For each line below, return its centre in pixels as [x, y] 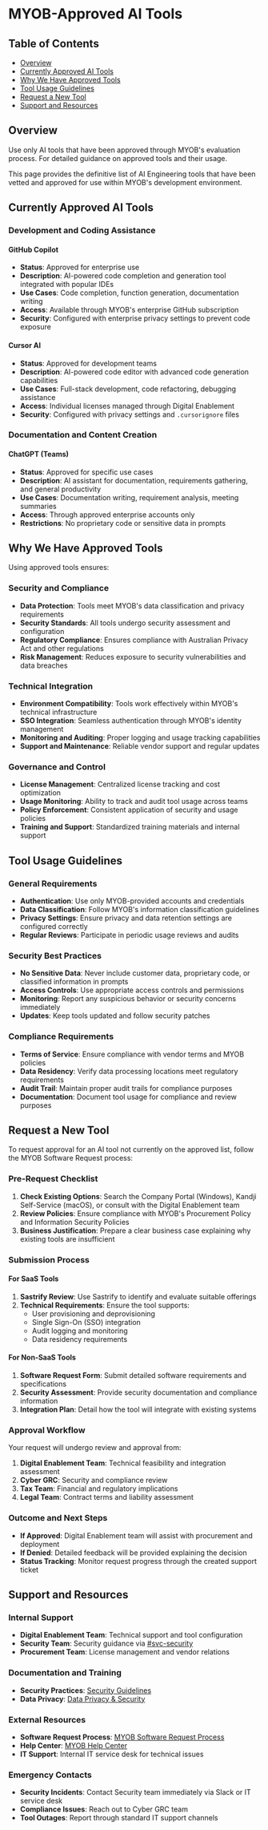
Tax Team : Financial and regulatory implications [99, 1489]
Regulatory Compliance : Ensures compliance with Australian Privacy [134, 640]
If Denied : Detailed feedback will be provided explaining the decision [133, 1553]
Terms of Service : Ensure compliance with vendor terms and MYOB [132, 1054]
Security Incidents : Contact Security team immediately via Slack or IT [136, 1792]
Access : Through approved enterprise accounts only [107, 515]
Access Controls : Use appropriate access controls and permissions [132, 990]
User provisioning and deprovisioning [94, 1313]
